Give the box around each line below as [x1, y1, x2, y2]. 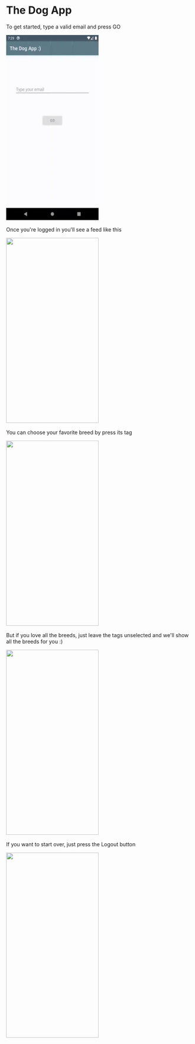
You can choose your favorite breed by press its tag [6, 429, 132, 436]
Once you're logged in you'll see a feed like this [6, 226, 122, 233]
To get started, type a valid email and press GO [6, 23, 121, 30]
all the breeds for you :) [6, 638, 63, 645]
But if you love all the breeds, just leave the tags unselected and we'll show [6, 631, 189, 638]
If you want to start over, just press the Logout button [6, 840, 136, 847]
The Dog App [6, 4, 72, 17]
